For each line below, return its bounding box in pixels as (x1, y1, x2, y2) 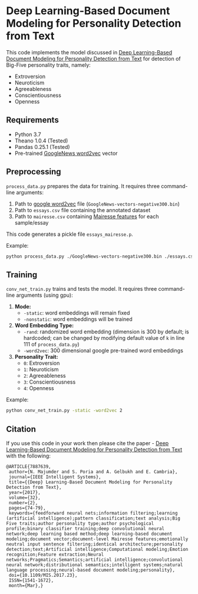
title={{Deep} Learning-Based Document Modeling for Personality (8, 479, 173, 485)
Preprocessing (6, 167, 61, 177)
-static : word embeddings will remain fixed (23, 309, 130, 317)
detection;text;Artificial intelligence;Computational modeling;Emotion (6, 546, 189, 552)
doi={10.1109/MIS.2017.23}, (8, 572, 78, 578)
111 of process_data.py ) (23, 341, 80, 348)
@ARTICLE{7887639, (6, 463, 51, 469)
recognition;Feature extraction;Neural (6, 551, 104, 557)
